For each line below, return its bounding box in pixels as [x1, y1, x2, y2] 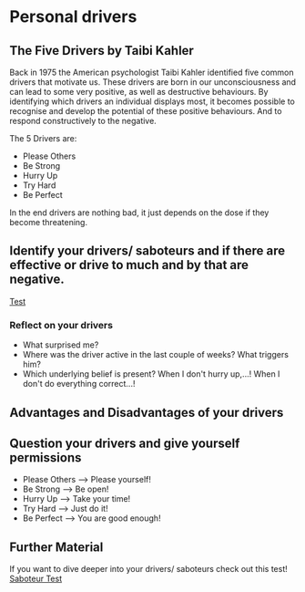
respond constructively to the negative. [9, 116, 157, 126]
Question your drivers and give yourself [9, 435, 240, 451]
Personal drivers [9, 6, 137, 27]
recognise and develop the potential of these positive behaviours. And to [9, 106, 282, 116]
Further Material [9, 539, 104, 555]
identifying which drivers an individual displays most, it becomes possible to [9, 96, 296, 107]
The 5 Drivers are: [9, 133, 77, 143]
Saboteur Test [9, 573, 62, 585]
